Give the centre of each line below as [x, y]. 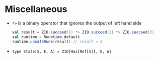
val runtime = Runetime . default [46, 37]
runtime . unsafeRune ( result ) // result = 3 [57, 41]
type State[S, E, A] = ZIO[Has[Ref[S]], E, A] [62, 51]
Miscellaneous [36, 9]
